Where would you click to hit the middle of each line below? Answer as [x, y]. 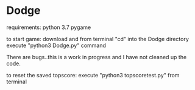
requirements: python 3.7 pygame [49, 27]
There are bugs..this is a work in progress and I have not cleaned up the [97, 57]
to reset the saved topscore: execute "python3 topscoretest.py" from [93, 75]
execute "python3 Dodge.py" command [56, 45]
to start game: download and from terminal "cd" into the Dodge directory [97, 39]
